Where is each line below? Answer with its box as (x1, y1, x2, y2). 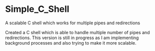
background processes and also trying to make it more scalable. (5, 40, 137, 46)
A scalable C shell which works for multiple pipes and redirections (5, 20, 141, 26)
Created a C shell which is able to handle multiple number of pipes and (5, 29, 150, 35)
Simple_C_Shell (5, 3, 70, 15)
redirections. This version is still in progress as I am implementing (5, 35, 139, 41)
